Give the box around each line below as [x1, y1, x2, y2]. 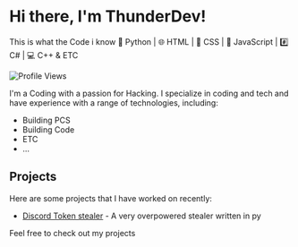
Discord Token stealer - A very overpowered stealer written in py [21, 210, 261, 221]
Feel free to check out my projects [9, 227, 136, 238]
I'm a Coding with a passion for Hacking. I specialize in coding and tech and [9, 88, 289, 98]
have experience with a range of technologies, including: [9, 97, 219, 108]
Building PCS [21, 115, 71, 125]
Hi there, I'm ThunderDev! [9, 6, 207, 27]
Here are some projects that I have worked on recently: [9, 192, 213, 203]
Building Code [21, 123, 75, 135]
